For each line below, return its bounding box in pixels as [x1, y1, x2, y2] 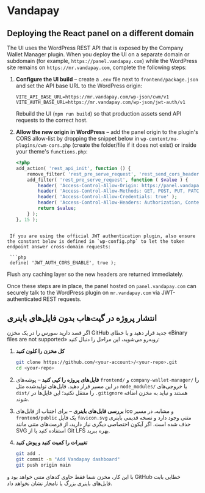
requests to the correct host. [15, 117, 88, 124]
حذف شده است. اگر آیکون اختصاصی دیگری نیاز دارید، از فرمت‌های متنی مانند [15, 420, 191, 428]
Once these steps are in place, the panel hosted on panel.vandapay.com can [7, 282, 197, 289]
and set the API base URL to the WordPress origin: [15, 82, 143, 89]
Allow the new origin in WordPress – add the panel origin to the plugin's [15, 128, 199, 135]
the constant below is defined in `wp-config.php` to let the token [7, 238, 185, 245]
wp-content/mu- [140, 136, 179, 142]
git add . [15, 451, 41, 457]
